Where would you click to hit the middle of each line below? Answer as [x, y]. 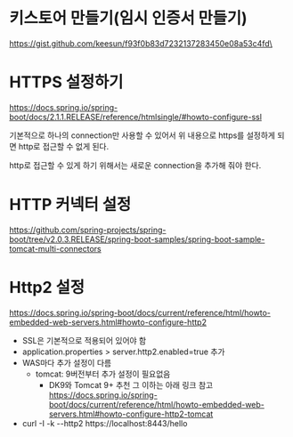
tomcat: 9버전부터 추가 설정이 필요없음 [103, 374]
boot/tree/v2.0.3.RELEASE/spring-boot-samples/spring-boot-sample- [137, 239]
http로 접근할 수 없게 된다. [64, 146]
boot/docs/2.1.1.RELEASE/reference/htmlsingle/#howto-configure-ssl [136, 117]
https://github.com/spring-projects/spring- [88, 230]
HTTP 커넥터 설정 [70, 205]
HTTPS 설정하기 [66, 82]
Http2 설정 [47, 287]
